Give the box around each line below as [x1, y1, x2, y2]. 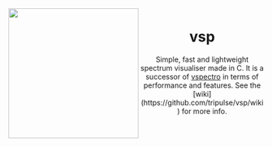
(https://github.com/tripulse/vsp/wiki [140, 97, 264, 107]
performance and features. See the [143, 80, 261, 90]
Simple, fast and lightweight [155, 54, 249, 64]
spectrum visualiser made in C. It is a [140, 63, 264, 72]
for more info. [181, 106, 227, 116]
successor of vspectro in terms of [145, 71, 259, 81]
